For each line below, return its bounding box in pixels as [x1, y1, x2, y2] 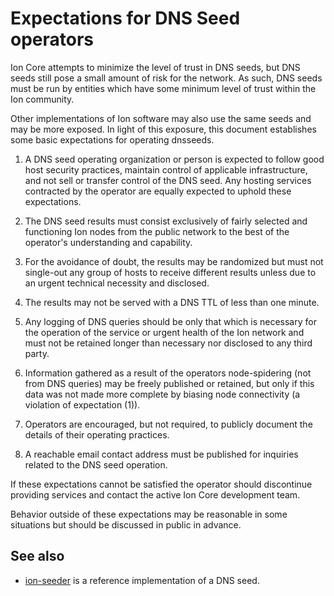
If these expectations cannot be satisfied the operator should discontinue [10, 478, 313, 490]
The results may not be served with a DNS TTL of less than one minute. [24, 296, 320, 308]
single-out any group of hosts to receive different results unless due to [24, 266, 317, 278]
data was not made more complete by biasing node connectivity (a [24, 388, 301, 400]
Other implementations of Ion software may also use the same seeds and [10, 112, 312, 124]
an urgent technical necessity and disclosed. [24, 277, 210, 289]
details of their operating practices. [24, 428, 170, 441]
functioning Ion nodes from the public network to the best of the [24, 225, 290, 237]
